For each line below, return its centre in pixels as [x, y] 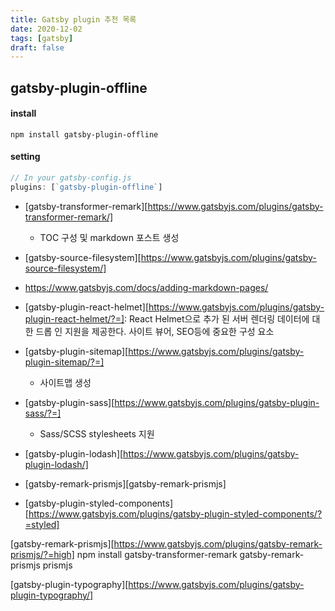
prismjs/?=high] [42, 554]
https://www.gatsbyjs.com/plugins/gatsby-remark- [218, 543]
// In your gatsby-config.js [71, 178]
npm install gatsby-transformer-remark [157, 554]
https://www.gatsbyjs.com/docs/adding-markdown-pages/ [146, 287]
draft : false [37, 47]
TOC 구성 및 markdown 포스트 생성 [109, 237]
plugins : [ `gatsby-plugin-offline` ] [86, 187]
